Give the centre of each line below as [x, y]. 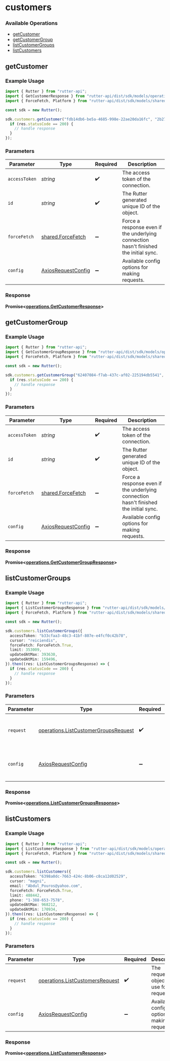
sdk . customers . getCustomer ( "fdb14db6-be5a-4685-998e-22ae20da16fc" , [79, 119]
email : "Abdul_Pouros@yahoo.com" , [46, 886]
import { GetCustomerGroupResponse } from [51, 352]
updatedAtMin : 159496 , [34, 659]
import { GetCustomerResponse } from [45, 96]
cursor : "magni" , [28, 881]
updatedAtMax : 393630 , [34, 655]
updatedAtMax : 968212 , [34, 905]
